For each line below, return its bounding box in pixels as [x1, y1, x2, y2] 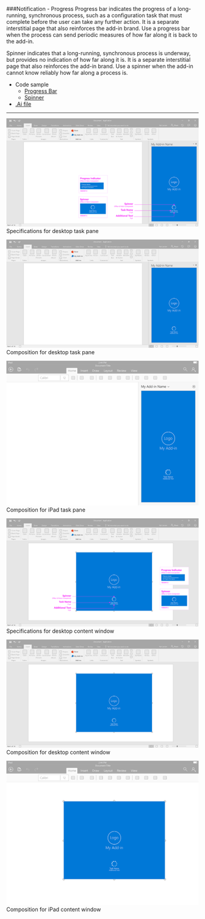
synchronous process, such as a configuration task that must [28, 12, 182, 19]
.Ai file [15, 100, 32, 108]
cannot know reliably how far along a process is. [6, 69, 128, 76]
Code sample [15, 81, 49, 88]
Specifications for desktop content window [6, 627, 115, 634]
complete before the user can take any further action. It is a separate [6, 18, 179, 25]
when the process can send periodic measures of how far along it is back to [6, 31, 198, 39]
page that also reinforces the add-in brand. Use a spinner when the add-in [6, 62, 193, 70]
